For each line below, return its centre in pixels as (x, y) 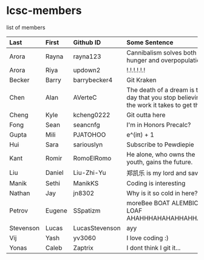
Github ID (87, 42)
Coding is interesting (156, 183)
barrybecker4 (93, 80)
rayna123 (87, 56)
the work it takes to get (159, 105)
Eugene (56, 210)
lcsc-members (44, 11)
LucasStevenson (97, 228)
